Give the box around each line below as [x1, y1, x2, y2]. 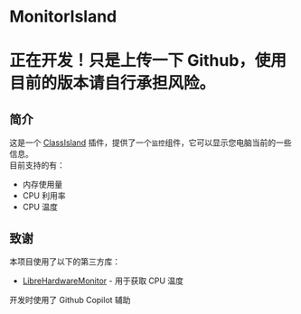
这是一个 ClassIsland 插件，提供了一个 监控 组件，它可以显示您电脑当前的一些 [9, 137, 292, 148]
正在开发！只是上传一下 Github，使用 [9, 51, 287, 71]
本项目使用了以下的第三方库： [9, 256, 120, 267]
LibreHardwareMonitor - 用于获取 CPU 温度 [22, 275, 183, 286]
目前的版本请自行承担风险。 [9, 73, 216, 94]
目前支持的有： [9, 160, 65, 171]
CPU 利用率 [22, 190, 66, 201]
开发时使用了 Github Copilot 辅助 [9, 295, 131, 305]
